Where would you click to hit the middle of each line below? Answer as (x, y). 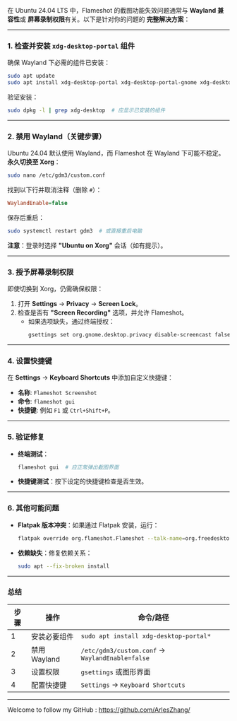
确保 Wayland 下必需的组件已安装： (59, 63)
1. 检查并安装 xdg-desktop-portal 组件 (71, 46)
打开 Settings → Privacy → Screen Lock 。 (80, 304)
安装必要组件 (53, 636)
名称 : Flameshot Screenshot (57, 393)
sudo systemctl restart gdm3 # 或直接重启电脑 (75, 231)
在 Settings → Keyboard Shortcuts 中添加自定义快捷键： (91, 377)
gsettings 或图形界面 (116, 672)
